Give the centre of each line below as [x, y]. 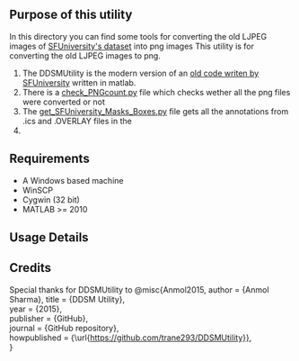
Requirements [49, 159]
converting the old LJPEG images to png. [85, 55]
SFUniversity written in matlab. [79, 82]
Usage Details [49, 238]
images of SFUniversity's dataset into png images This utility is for [132, 46]
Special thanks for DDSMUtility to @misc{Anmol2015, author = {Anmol [139, 289]
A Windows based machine [73, 180]
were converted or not [63, 102]
